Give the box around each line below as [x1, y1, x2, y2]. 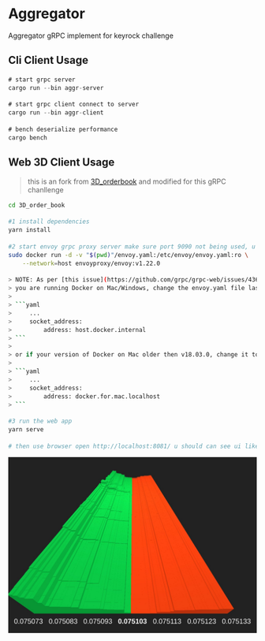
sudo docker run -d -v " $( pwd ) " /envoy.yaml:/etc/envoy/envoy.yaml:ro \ [8, 251, 248, 259]
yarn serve [8, 426, 44, 434]
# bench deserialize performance [8, 125, 118, 133]
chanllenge [27, 184, 65, 194]
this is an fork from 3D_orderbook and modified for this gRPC [27, 177, 226, 186]
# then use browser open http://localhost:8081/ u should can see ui [8, 442, 242, 450]
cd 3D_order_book [8, 201, 65, 209]
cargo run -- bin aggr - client [8, 109, 104, 117]
